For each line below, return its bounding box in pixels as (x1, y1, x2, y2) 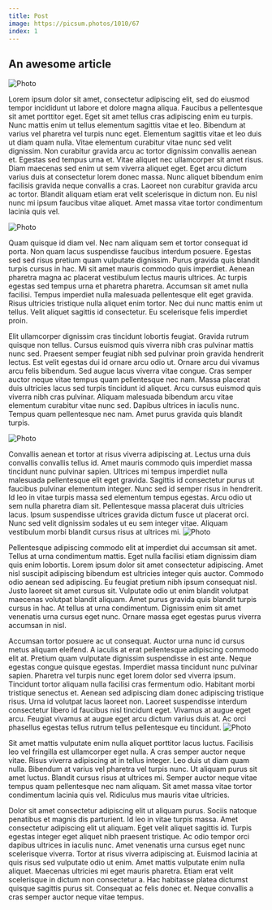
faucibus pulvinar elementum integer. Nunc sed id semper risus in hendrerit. (8, 484, 263, 494)
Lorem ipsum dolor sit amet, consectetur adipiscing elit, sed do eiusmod (8, 94, 250, 104)
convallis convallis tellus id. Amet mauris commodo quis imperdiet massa (8, 458, 253, 468)
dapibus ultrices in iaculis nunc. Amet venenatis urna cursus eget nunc (8, 840, 246, 850)
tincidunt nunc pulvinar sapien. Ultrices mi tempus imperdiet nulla (8, 466, 228, 476)
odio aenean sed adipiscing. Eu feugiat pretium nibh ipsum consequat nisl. (8, 578, 257, 587)
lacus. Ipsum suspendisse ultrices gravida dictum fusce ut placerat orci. (8, 509, 249, 520)
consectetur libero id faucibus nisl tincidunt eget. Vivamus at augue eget (8, 705, 252, 715)
